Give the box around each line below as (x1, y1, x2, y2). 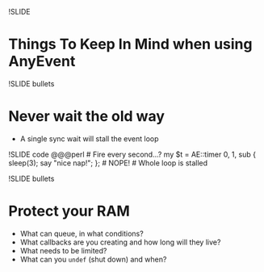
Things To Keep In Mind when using (8, 36, 253, 53)
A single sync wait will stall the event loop (19, 133, 159, 144)
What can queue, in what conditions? (19, 228, 144, 238)
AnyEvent (8, 52, 76, 71)
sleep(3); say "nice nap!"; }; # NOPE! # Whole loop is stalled (8, 157, 208, 168)
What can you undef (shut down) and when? (19, 254, 167, 264)
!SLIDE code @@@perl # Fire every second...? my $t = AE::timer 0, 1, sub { (8, 149, 257, 159)
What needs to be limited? (19, 245, 107, 255)
